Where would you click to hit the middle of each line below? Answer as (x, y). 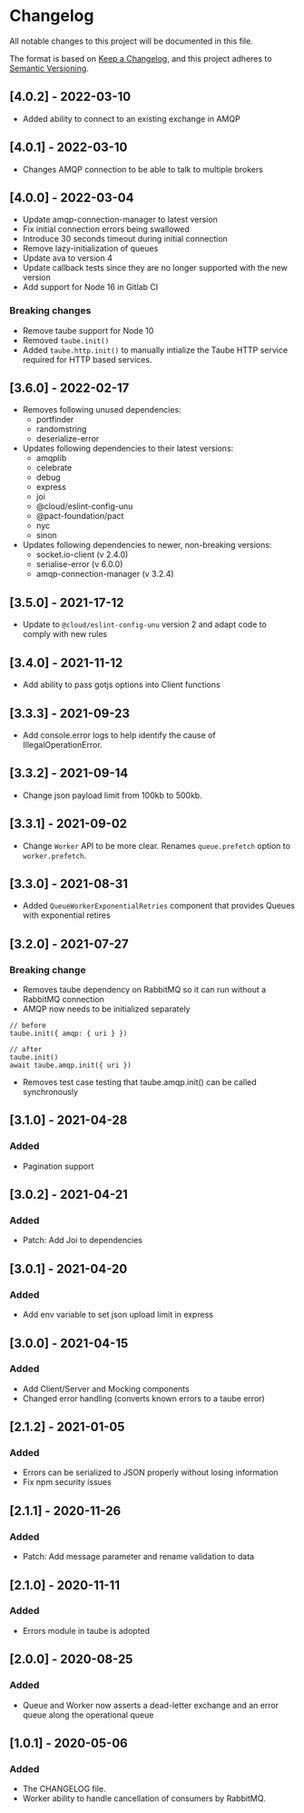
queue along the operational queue (88, 1715)
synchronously (50, 1092)
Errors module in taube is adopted (86, 1630)
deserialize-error (68, 439)
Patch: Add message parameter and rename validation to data (138, 1557)
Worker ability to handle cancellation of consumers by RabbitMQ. (144, 1798)
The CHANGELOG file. (64, 1789)
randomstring (61, 429)
